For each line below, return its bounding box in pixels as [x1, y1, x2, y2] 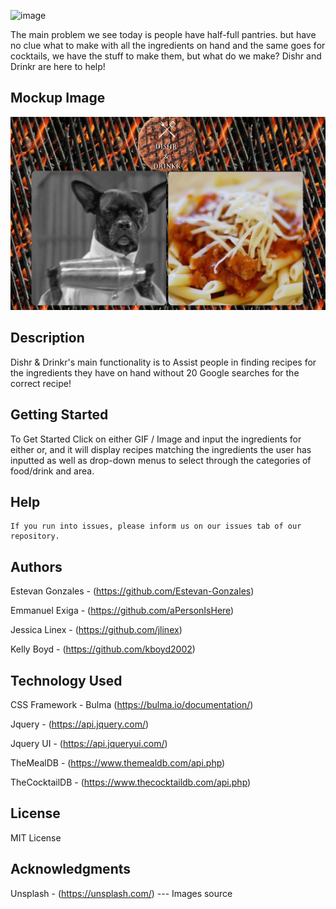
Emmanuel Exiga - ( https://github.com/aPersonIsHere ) [10, 605, 235, 617]
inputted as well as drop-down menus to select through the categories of [10, 454, 312, 466]
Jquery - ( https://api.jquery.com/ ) [10, 718, 150, 730]
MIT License [10, 831, 62, 844]
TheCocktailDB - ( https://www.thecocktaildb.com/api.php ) [10, 776, 252, 788]
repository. [10, 531, 60, 542]
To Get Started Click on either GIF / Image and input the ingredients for [10, 433, 302, 445]
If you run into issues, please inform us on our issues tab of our [10, 521, 302, 532]
